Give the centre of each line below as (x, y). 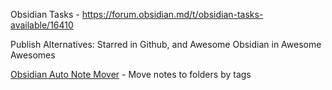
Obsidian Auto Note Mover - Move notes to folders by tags (131, 74)
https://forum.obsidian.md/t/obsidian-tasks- (172, 14)
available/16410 (42, 25)
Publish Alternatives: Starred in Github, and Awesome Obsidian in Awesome (166, 44)
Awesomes (33, 55)
